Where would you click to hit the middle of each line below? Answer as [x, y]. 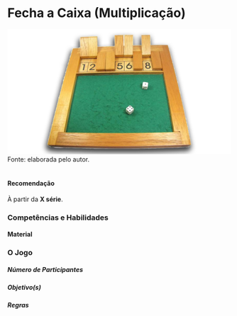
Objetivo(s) [24, 288]
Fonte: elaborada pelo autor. [49, 159]
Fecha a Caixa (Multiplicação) [97, 13]
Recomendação [31, 184]
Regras [18, 305]
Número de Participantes [45, 269]
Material [20, 235]
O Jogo [20, 253]
